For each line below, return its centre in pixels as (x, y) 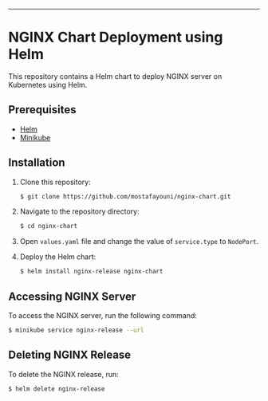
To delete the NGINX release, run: (63, 374)
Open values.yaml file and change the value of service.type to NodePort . (139, 242)
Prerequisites (42, 110)
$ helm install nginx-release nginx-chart (91, 272)
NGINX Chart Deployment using (116, 37)
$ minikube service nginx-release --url (77, 330)
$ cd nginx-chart (49, 226)
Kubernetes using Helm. (48, 85)
